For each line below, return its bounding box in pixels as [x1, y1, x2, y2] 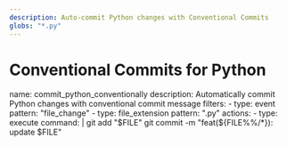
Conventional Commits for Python [9, 60, 266, 80]
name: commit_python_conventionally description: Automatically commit [9, 89, 275, 100]
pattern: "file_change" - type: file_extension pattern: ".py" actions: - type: [9, 108, 278, 118]
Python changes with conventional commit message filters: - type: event [9, 99, 276, 109]
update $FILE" [9, 126, 62, 138]
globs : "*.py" [9, 21, 62, 30]
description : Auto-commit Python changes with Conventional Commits [9, 12, 269, 22]
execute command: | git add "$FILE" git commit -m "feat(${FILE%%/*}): [9, 118, 274, 128]
